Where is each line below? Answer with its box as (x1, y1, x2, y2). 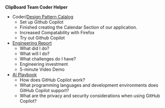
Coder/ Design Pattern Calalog (12, 14, 74, 19)
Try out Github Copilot (19, 35, 65, 41)
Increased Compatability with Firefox (19, 30, 95, 35)
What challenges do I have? (19, 56, 76, 61)
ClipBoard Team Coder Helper (5, 4, 68, 10)
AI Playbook (12, 72, 37, 77)
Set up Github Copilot (19, 19, 64, 25)
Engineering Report (12, 40, 52, 46)
